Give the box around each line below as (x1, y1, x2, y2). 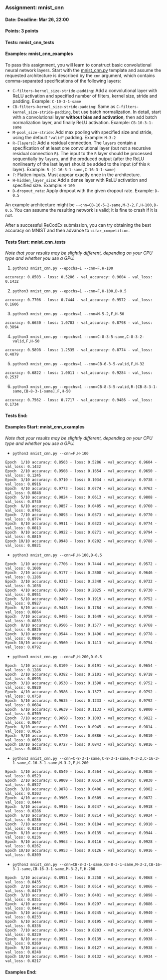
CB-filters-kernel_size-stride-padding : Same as (12, 103, 116, 109)
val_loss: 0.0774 (5, 517, 41, 522)
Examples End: (5, 969, 37, 975)
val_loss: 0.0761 (5, 508, 41, 513)
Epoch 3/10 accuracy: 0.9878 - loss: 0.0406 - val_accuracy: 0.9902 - (5, 786, 157, 792)
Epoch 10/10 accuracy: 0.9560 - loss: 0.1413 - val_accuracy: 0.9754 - (5, 640, 157, 645)
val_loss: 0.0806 (5, 636, 41, 641)
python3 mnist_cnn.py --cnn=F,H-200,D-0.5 (12, 654, 102, 659)
